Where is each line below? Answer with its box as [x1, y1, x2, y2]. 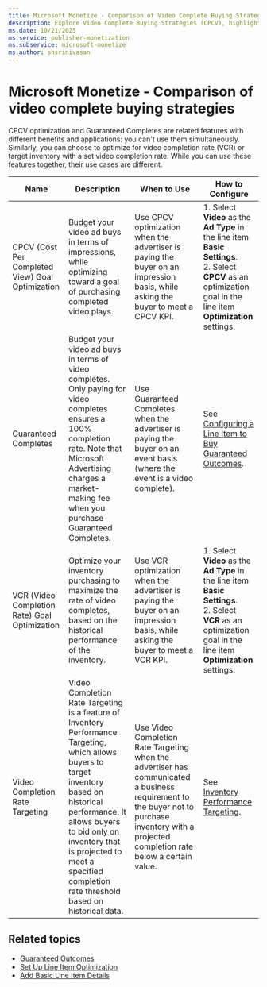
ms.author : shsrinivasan [8, 48, 91, 56]
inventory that [68, 835, 121, 846]
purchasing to [68, 575, 121, 586]
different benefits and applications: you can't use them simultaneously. [8, 134, 241, 144]
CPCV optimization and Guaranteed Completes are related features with [8, 125, 244, 135]
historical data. [68, 905, 124, 916]
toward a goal [68, 276, 120, 287]
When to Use [140, 183, 191, 195]
